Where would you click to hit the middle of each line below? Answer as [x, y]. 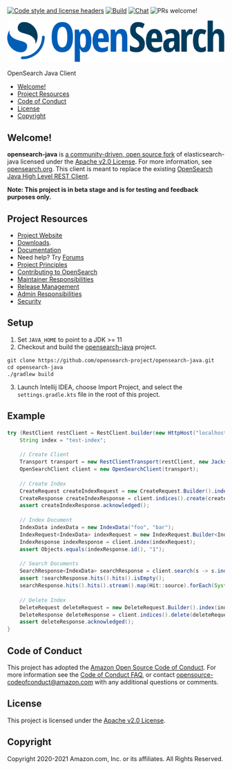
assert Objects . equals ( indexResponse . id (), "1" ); [93, 549]
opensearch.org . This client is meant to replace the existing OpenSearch [110, 169]
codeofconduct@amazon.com [50, 682]
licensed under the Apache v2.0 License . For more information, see [116, 161]
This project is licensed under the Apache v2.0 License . [86, 720]
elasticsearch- [204, 155]
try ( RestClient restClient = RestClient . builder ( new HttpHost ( [101, 433]
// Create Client [45, 455]
